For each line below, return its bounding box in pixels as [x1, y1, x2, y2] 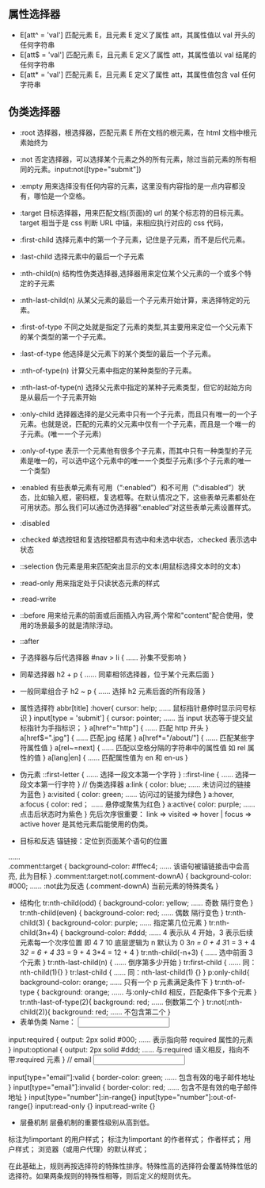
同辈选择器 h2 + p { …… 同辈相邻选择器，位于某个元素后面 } [19, 669, 215, 679]
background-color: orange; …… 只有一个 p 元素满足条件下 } [19, 977, 214, 987]
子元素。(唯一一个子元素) [19, 429, 102, 439]
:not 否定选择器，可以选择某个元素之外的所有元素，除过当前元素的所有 [19, 154, 250, 164]
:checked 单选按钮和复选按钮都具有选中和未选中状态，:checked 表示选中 [19, 535, 257, 544]
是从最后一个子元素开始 [19, 392, 97, 402]
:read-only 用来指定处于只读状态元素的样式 [19, 578, 160, 588]
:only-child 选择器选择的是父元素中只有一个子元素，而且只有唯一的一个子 [19, 409, 258, 419]
